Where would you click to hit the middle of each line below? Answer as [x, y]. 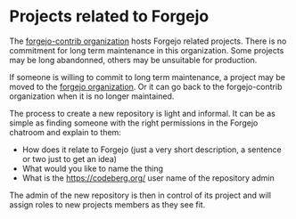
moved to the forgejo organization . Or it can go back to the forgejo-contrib [146, 86]
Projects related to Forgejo [109, 16]
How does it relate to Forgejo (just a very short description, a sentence [152, 150]
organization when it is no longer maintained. [92, 96]
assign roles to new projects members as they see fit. [107, 204]
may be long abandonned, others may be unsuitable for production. [133, 60]
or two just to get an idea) [70, 158]
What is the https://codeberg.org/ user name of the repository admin [148, 178]
